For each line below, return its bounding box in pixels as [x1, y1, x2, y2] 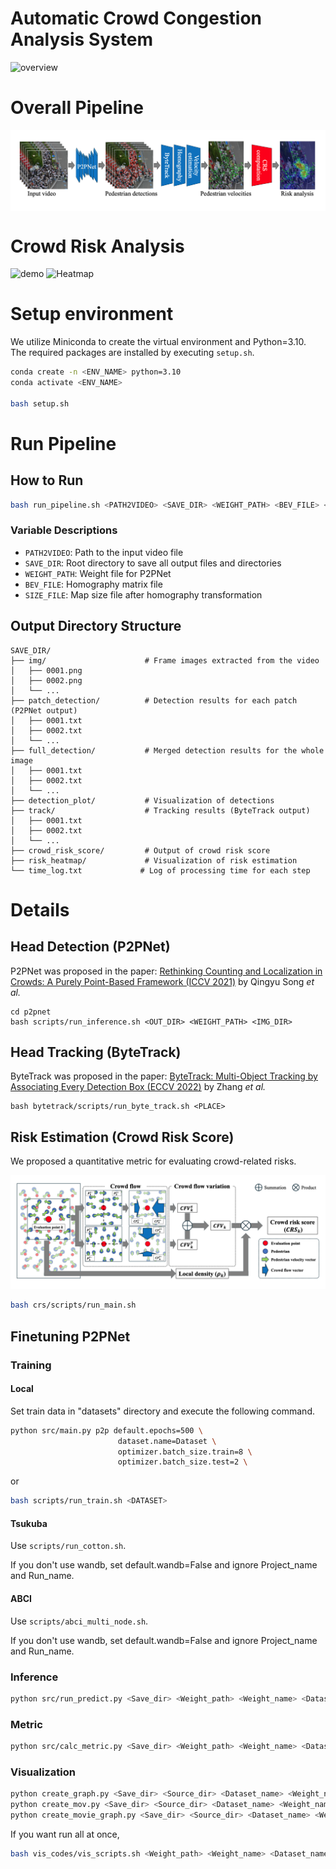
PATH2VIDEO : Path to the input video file [24, 546, 184, 558]
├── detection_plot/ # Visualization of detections [10, 795, 275, 806]
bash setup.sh [10, 398, 70, 409]
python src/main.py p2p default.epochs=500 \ [10, 1425, 203, 1436]
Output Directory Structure [10, 618, 182, 635]
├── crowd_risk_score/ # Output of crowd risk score [10, 845, 271, 856]
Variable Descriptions [10, 523, 118, 537]
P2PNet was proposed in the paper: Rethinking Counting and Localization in [10, 965, 323, 977]
